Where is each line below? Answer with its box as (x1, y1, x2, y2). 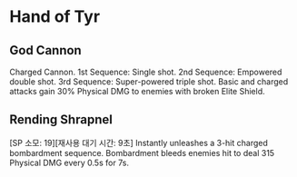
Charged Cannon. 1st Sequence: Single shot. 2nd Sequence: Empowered (9, 66, 282, 77)
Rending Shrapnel (9, 112, 114, 128)
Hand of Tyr (9, 6, 101, 27)
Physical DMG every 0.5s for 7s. (9, 157, 130, 168)
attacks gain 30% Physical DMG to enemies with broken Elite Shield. (9, 86, 265, 96)
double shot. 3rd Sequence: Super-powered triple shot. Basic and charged (9, 76, 289, 87)
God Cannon (9, 43, 82, 58)
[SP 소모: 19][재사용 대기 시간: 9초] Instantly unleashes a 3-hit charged (9, 137, 268, 148)
